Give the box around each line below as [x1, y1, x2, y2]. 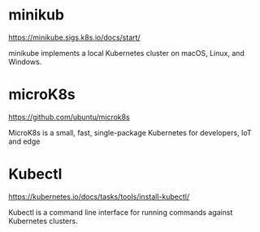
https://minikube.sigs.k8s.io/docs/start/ [8, 32, 141, 42]
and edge [8, 136, 41, 146]
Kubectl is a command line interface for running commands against [8, 207, 233, 217]
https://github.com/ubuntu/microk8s [8, 112, 130, 122]
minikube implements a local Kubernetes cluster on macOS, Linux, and [8, 48, 245, 58]
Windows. [8, 57, 42, 67]
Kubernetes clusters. [8, 216, 79, 226]
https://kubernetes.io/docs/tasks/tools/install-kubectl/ [8, 191, 189, 201]
